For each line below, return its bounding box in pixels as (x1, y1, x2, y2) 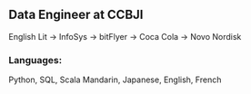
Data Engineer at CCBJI (8, 7, 144, 23)
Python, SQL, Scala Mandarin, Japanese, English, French (8, 74, 222, 85)
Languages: (8, 53, 63, 66)
